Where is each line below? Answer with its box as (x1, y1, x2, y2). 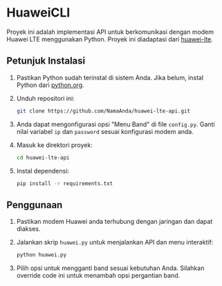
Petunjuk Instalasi (6, 55, 86, 67)
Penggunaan (6, 199, 63, 211)
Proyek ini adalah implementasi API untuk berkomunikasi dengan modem (6, 28, 214, 36)
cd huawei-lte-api (16, 154, 70, 161)
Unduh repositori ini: (16, 94, 75, 102)
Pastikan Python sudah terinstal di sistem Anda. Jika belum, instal (16, 73, 204, 82)
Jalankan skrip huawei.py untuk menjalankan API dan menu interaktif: (16, 238, 214, 247)
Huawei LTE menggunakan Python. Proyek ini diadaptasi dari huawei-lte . (6, 35, 214, 43)
